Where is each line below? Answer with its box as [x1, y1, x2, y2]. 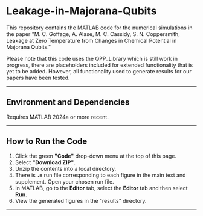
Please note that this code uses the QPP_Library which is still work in [6, 55, 178, 62]
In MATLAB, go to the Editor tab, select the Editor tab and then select [14, 184, 188, 191]
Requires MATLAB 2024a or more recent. [6, 113, 109, 120]
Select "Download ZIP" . [14, 158, 76, 166]
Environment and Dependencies [6, 97, 130, 108]
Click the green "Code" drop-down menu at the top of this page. [14, 152, 177, 159]
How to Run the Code [6, 137, 88, 147]
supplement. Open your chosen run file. [14, 177, 114, 185]
